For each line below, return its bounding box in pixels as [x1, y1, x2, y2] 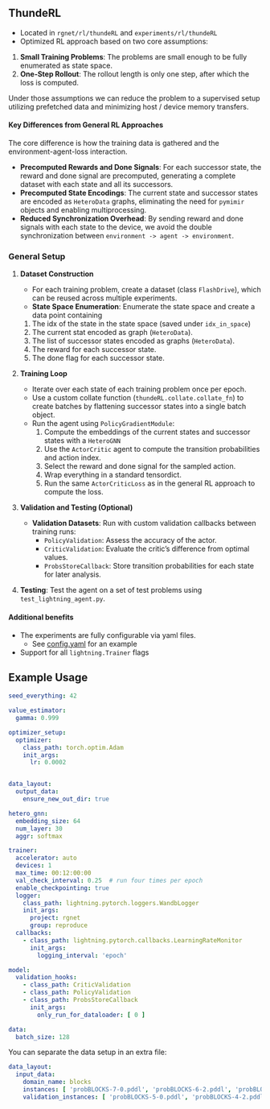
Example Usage [8, 670, 88, 684]
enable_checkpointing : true [15, 883, 110, 892]
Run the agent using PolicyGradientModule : [31, 419, 175, 428]
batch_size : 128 [15, 1032, 70, 1041]
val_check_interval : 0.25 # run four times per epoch [15, 876, 203, 884]
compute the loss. [43, 487, 104, 497]
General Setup [8, 250, 66, 262]
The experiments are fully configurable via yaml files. [19, 630, 196, 639]
